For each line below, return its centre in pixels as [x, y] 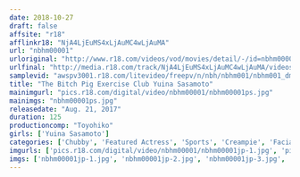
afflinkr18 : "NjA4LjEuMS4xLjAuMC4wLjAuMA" [89, 42]
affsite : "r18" [37, 34]
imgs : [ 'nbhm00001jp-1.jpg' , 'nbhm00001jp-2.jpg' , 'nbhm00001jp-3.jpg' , [147, 159]
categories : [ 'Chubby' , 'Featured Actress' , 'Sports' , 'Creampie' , [137, 142]
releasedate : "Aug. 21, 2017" [66, 109]
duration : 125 [36, 117]
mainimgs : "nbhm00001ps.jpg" [63, 101]
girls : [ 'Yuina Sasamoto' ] [59, 134]
